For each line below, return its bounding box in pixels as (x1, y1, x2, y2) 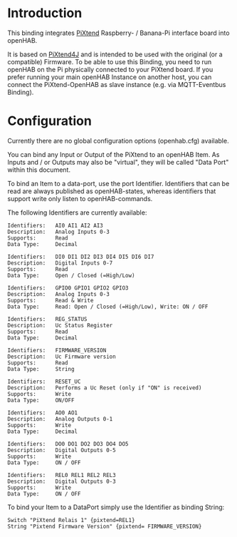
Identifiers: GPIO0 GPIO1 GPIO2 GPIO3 (7, 284, 130, 292)
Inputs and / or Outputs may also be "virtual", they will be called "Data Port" (7, 158, 229, 166)
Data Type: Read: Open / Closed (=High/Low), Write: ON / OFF (7, 303, 209, 310)
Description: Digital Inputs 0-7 (7, 259, 113, 267)
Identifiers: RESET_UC (7, 378, 81, 385)
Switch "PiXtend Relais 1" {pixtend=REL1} (7, 516, 135, 523)
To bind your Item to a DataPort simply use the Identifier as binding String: (7, 503, 225, 511)
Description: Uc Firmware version (7, 353, 116, 360)
